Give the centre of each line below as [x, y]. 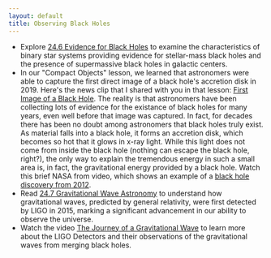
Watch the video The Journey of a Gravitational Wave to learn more [133, 227]
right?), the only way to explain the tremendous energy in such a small [138, 158]
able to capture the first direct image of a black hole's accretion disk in [138, 81]
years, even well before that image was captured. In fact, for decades [136, 115]
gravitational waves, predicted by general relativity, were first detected [138, 202]
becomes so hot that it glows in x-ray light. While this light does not [133, 141]
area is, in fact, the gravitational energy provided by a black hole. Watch [140, 167]
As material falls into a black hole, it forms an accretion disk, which [131, 133]
